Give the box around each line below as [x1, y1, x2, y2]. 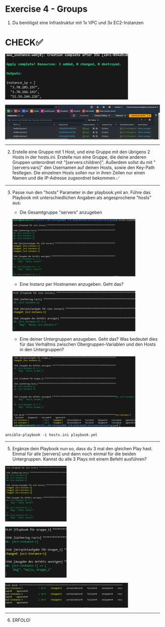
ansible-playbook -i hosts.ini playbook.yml [5, 432, 98, 437]
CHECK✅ [5, 37, 43, 48]
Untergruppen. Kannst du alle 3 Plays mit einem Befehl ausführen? [12, 456, 147, 462]
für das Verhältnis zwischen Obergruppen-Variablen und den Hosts [19, 341, 156, 347]
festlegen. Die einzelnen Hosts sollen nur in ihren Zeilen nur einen [12, 169, 145, 175]
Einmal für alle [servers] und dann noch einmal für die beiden [12, 451, 137, 457]
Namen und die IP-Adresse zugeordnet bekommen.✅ [12, 175, 120, 181]
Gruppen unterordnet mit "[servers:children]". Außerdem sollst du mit [12, 159, 153, 165]
